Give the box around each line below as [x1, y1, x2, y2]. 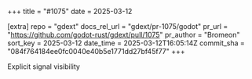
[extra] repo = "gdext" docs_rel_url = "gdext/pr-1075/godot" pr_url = [7, 22, 228, 31]
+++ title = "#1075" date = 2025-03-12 [7, 7, 133, 16]
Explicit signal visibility [7, 62, 80, 71]
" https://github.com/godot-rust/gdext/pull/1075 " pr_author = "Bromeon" [7, 31, 240, 39]
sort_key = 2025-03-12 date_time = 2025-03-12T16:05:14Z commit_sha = [7, 38, 245, 48]
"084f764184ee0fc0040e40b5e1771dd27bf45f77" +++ [7, 47, 185, 56]
